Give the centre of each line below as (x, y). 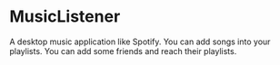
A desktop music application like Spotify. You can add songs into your (140, 42)
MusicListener (65, 17)
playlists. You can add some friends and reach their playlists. (123, 51)
